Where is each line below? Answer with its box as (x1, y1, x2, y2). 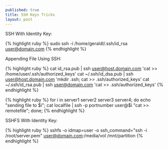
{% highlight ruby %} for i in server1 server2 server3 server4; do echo (5, 97, 151, 103)
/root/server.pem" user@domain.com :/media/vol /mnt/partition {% (5, 133, 143, 139)
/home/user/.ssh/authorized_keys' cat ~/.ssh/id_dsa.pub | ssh (5, 71, 134, 77)
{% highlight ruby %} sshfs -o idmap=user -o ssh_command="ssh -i (5, 127, 147, 133)
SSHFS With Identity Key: (5, 118, 58, 124)
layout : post (5, 17, 33, 22)
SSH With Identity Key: (5, 31, 52, 37)
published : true (5, 7, 39, 13)
